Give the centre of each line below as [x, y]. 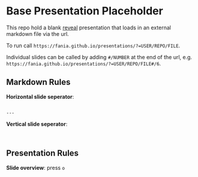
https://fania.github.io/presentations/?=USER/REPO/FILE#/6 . [84, 63]
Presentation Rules [43, 153]
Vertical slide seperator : [37, 124]
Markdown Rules [38, 82]
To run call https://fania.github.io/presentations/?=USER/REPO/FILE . [93, 45]
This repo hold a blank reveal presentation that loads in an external [88, 28]
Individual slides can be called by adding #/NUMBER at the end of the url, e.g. [99, 57]
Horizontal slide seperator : [40, 96]
